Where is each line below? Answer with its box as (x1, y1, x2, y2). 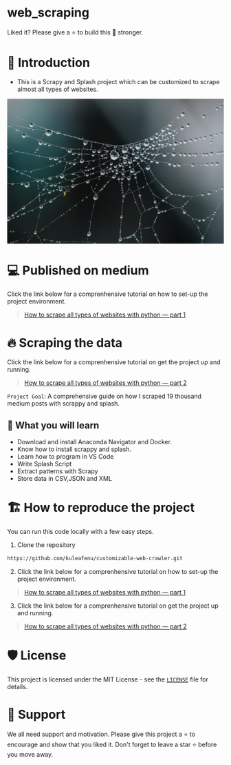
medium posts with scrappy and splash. (7, 399, 120, 408)
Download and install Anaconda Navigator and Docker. (16, 438, 172, 446)
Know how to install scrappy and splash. (16, 445, 132, 453)
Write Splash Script (16, 460, 72, 468)
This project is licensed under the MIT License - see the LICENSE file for (7, 675, 208, 684)
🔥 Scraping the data (7, 335, 122, 350)
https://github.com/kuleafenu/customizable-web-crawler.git (7, 555, 184, 562)
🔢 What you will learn (7, 419, 100, 431)
